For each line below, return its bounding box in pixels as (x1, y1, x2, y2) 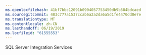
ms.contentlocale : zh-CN (5, 21, 58, 26)
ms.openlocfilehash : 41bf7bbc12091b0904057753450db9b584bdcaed (5, 7, 141, 12)
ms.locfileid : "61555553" (5, 30, 60, 35)
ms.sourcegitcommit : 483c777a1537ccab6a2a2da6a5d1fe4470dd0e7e (5, 12, 141, 17)
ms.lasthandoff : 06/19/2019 (5, 26, 65, 31)
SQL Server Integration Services (5, 44, 72, 50)
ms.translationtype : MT (5, 16, 56, 21)
